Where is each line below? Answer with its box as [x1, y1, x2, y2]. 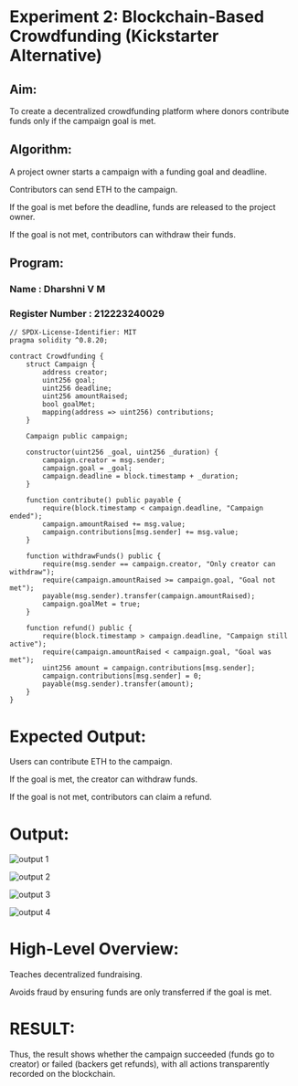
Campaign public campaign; [26, 432, 129, 441]
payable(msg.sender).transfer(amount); [42, 680, 195, 689]
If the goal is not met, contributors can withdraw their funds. [9, 228, 236, 239]
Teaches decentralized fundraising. [9, 969, 144, 980]
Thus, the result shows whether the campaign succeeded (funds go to [9, 1049, 275, 1060]
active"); [9, 639, 48, 649]
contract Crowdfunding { [9, 352, 104, 362]
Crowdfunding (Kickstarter [9, 26, 219, 47]
